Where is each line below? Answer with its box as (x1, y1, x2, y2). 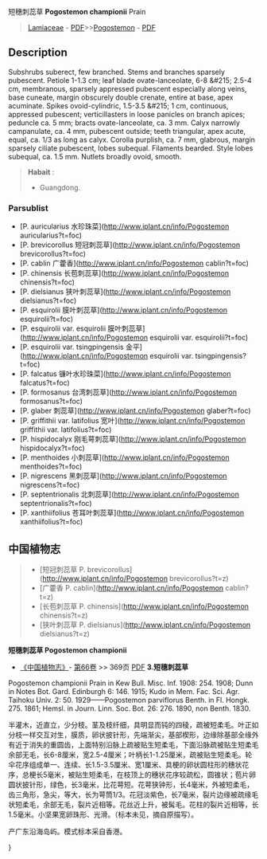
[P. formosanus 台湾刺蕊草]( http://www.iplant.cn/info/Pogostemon (19, 387, 237, 397)
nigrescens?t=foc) (19, 480, 80, 490)
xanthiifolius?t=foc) (19, 517, 83, 527)
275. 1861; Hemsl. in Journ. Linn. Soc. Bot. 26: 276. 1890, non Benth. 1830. (8, 704, 251, 713)
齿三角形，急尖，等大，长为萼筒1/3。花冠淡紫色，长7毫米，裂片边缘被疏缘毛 (8, 790, 259, 799)
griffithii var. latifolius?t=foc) (19, 425, 112, 434)
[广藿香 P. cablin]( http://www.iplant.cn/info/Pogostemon (39, 582, 224, 592)
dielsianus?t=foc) (19, 296, 77, 305)
